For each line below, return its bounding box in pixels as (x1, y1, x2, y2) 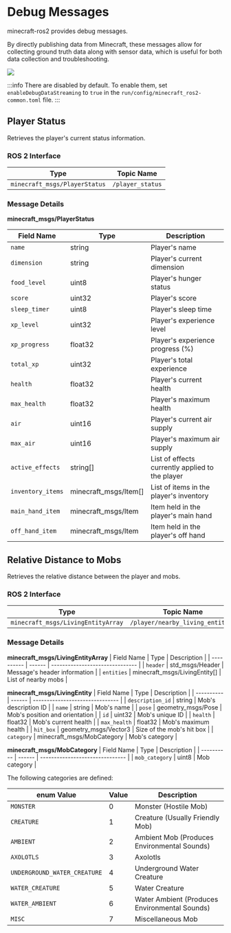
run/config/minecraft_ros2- (121, 89, 201, 96)
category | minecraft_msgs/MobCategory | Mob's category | (7, 732, 177, 740)
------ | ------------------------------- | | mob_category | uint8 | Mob (18, 753, 210, 761)
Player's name (150, 243, 197, 252)
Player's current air (150, 415, 212, 424)
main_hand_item (10, 507, 60, 516)
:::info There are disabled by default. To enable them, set (7, 80, 168, 89)
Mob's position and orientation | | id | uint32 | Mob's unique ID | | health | (7, 710, 215, 718)
